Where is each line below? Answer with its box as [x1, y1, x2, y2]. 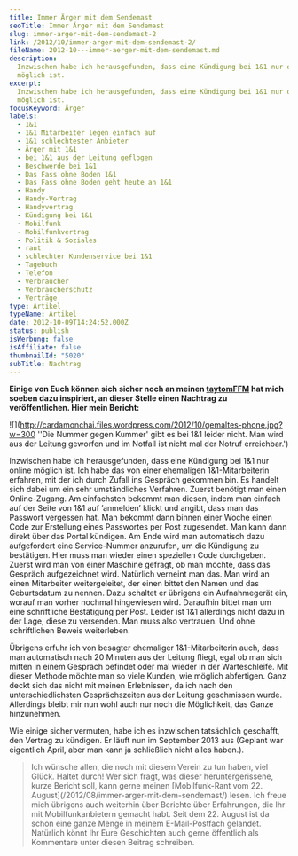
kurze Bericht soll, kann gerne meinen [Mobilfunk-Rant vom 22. [30, 781, 263, 791]
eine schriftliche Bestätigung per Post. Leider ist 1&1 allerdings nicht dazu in [9, 607, 286, 617]
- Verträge [17, 294, 58, 302]
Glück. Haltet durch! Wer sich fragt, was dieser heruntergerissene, [30, 771, 273, 781]
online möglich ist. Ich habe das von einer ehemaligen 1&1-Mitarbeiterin [9, 465, 270, 475]
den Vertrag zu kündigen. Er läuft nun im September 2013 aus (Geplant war [9, 735, 284, 746]
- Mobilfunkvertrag [17, 227, 90, 236]
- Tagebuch [17, 261, 58, 270]
